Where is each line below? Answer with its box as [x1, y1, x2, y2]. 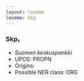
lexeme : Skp [6, 15, 36, 21]
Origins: [14, 62, 35, 69]
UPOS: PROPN [14, 55, 52, 63]
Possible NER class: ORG [14, 68, 78, 75]
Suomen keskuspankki [14, 48, 72, 56]
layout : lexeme [6, 9, 45, 15]
